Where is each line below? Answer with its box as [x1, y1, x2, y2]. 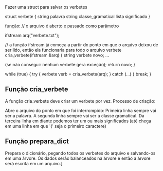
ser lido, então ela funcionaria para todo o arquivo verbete [5, 47, 122, 53]
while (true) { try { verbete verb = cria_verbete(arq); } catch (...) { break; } [5, 71, 152, 77]
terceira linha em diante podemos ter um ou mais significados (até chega [5, 118, 152, 124]
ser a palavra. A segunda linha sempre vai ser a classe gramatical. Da [5, 113, 145, 118]
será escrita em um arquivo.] [5, 160, 63, 166]
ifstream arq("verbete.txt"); [5, 33, 60, 38]
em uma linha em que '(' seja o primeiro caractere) [5, 123, 107, 129]
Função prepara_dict [5, 137, 69, 146]
